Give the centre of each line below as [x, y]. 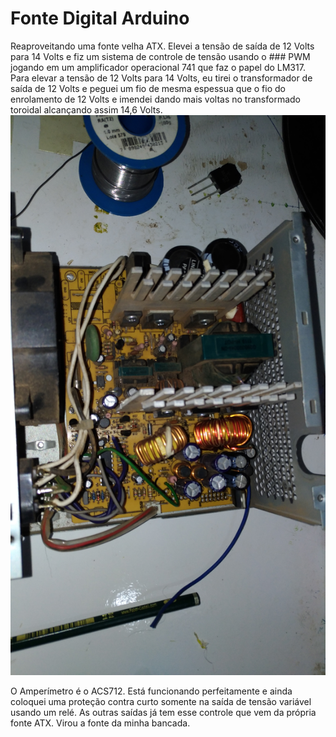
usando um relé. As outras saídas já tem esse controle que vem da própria [163, 712]
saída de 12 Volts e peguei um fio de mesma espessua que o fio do [148, 88]
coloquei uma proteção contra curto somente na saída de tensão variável [161, 701]
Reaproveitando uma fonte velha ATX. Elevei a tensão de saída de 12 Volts [162, 46]
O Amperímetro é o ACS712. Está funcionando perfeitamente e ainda [151, 691]
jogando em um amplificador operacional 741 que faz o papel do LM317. [158, 67]
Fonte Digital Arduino [100, 18]
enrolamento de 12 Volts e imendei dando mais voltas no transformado [155, 99]
